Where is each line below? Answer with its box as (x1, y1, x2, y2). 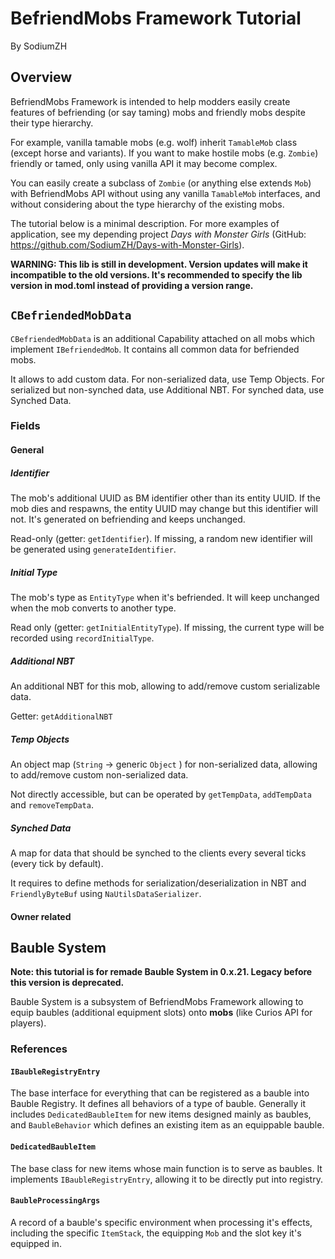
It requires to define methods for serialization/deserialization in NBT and (10, 877, 307, 889)
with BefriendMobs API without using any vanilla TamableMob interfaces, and (10, 187, 321, 199)
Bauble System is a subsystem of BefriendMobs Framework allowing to (10, 996, 304, 1008)
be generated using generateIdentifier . (10, 543, 177, 556)
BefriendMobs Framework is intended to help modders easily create (10, 95, 291, 107)
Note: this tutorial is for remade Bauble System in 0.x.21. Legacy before (10, 966, 313, 978)
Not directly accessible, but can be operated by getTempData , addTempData (10, 788, 312, 800)
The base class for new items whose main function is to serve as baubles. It (10, 1162, 323, 1174)
